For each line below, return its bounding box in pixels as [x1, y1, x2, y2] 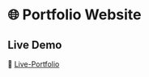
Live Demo [7, 38, 62, 51]
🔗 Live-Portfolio [7, 59, 60, 69]
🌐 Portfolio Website [7, 6, 143, 24]
